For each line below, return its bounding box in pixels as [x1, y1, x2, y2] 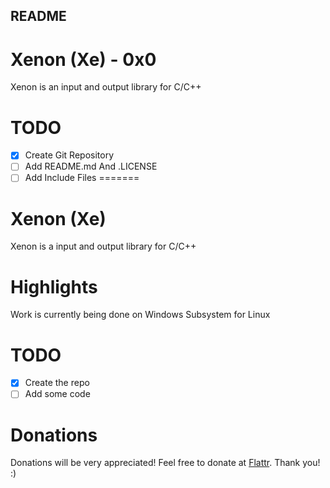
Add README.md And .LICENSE [24, 160, 158, 173]
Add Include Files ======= [24, 172, 140, 184]
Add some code [24, 388, 91, 400]
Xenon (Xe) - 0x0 [10, 48, 157, 71]
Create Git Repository [24, 149, 115, 161]
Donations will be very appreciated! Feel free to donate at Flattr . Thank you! [10, 457, 321, 469]
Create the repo [24, 377, 90, 389]
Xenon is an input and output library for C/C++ [10, 81, 202, 93]
